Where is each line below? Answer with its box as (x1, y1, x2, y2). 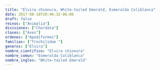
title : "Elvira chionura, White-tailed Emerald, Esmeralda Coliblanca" (5, 7, 156, 12)
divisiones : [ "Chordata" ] (5, 26, 58, 31)
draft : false (5, 16, 32, 21)
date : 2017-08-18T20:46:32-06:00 (5, 12, 74, 17)
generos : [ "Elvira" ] (5, 44, 48, 49)
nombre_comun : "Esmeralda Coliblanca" (5, 53, 85, 58)
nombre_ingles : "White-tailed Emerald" (5, 58, 87, 63)
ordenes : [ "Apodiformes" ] (5, 35, 58, 40)
